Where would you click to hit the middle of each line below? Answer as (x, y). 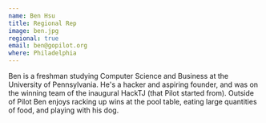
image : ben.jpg (34, 31)
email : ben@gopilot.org (48, 46)
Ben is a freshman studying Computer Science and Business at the (119, 76)
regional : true (34, 38)
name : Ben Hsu (32, 16)
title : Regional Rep (43, 23)
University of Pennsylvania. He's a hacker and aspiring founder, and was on (133, 84)
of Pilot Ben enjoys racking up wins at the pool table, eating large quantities (133, 102)
